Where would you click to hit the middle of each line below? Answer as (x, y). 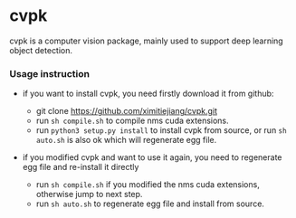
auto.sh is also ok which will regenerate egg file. (126, 140)
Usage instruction (50, 73)
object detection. (41, 50)
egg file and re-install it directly (81, 167)
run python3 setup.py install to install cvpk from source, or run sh (161, 130)
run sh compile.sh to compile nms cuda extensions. (132, 121)
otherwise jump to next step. (89, 194)
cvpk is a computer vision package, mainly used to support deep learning (146, 41)
